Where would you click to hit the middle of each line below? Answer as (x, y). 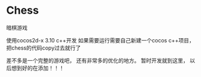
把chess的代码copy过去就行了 (44, 48)
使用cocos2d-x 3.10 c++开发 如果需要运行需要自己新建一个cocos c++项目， (100, 40)
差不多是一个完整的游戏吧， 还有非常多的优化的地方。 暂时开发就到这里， (97, 60)
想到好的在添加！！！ (38, 68)
